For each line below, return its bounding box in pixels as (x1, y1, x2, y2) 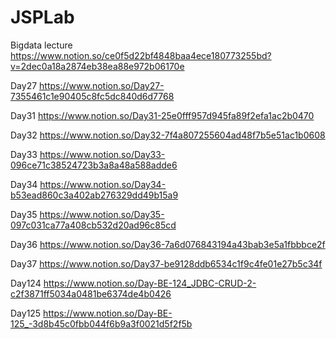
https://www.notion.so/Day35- (39, 208, 165, 220)
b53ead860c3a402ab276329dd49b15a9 (10, 189, 179, 201)
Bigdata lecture (10, 39, 73, 51)
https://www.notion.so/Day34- (39, 178, 167, 190)
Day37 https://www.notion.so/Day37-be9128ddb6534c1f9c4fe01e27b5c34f (10, 257, 323, 270)
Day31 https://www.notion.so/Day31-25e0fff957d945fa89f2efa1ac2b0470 (10, 109, 315, 121)
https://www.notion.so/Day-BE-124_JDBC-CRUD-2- (43, 277, 257, 289)
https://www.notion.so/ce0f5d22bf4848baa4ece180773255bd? (10, 49, 272, 61)
